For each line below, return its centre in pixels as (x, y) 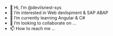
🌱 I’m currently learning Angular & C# (47, 18)
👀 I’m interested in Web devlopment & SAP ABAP (59, 13)
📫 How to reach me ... (32, 28)
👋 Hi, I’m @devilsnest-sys (36, 8)
